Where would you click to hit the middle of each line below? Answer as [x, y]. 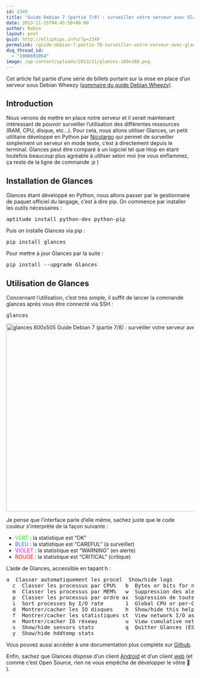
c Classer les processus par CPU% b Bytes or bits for [100, 585]
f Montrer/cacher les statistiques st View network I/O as [103, 615]
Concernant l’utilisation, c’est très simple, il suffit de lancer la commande [95, 297]
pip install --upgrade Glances [52, 265]
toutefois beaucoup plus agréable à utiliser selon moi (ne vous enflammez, [98, 156]
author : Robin [24, 28]
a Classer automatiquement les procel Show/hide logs [89, 579]
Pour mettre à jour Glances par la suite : [55, 253]
